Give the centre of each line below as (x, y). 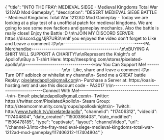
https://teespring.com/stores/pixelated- (103, 59)
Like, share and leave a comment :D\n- (112, 70)
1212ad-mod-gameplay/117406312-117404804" (53, 132)
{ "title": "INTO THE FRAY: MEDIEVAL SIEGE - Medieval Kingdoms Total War (82, 7)
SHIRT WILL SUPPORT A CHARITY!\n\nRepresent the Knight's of (70, 54)
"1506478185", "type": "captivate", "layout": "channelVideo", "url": (72, 122)
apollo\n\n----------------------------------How (54, 64)
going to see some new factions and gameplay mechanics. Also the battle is (82, 28)
